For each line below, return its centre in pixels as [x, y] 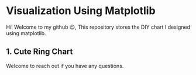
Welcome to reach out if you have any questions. [65, 66]
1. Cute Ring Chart [39, 52]
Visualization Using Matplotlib [81, 11]
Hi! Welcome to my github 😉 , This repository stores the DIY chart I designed [98, 27]
